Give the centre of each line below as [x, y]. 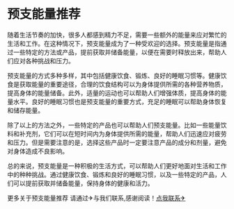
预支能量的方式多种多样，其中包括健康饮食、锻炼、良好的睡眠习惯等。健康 [114, 75]
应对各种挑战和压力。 [44, 60]
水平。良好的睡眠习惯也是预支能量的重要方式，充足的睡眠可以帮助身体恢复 [120, 101]
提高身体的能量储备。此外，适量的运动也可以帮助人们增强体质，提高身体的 [114, 93]
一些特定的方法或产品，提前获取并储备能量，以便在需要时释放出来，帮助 [117, 52]
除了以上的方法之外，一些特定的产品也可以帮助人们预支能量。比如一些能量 [114, 125]
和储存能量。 [25, 110]
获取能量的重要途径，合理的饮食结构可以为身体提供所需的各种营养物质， [123, 84]
